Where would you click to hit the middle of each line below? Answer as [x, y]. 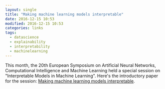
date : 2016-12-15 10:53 [30, 19]
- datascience [24, 38]
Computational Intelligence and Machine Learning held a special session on [83, 70]
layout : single [21, 10]
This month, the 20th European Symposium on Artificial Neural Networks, [81, 65]
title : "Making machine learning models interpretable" [64, 14]
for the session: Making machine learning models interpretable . [70, 81]
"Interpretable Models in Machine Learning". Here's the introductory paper [82, 76]
